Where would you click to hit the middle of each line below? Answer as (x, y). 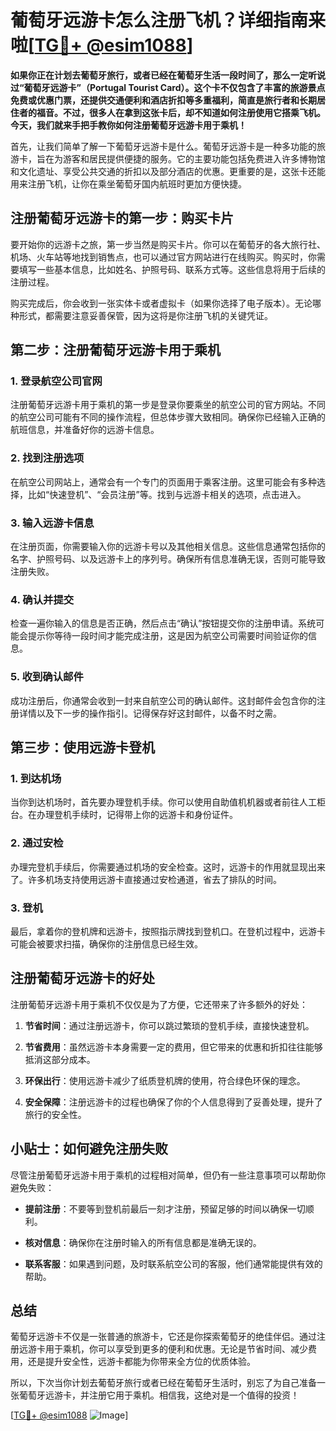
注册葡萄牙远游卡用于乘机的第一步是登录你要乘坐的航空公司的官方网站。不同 (168, 405)
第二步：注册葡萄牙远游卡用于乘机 (115, 350)
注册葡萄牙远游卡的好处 (82, 978)
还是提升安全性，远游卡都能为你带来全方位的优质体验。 (141, 1362)
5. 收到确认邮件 (47, 677)
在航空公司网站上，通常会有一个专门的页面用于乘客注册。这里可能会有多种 (163, 482)
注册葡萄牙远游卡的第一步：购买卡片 (122, 218)
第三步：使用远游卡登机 (82, 747)
